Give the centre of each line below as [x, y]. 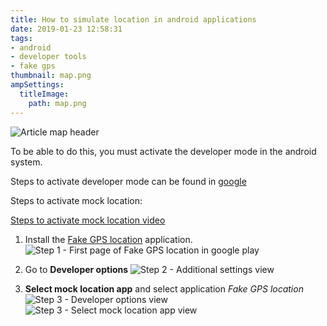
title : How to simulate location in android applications [133, 19]
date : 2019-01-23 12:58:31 [66, 29]
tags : [21, 38]
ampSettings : [37, 85]
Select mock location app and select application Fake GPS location [164, 288]
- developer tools [48, 57]
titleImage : [44, 94]
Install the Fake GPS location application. [108, 239]
